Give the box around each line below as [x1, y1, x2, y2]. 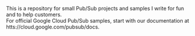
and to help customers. [6, 11, 62, 18]
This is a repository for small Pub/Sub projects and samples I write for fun [6, 5, 184, 12]
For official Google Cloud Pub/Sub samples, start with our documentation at [6, 17, 190, 24]
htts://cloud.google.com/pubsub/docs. [6, 23, 100, 30]
